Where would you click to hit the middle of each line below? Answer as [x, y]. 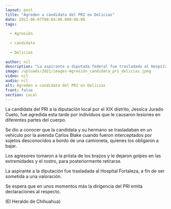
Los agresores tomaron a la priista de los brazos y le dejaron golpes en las [83, 156]
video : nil [17, 76]
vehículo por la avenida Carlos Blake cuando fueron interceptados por [79, 135]
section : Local [21, 95]
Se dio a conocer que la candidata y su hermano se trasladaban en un [79, 130]
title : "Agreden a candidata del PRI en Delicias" [60, 15]
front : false [19, 90]
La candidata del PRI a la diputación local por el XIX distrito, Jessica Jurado [84, 109]
